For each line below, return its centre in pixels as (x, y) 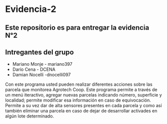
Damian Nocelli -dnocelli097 (41, 75)
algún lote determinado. (30, 116)
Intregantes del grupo (39, 52)
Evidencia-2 (31, 9)
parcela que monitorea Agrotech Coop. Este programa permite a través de (81, 90)
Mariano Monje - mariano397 (42, 64)
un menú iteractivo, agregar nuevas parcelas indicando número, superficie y (83, 95)
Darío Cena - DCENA (34, 69)
